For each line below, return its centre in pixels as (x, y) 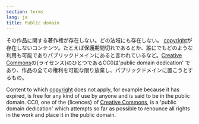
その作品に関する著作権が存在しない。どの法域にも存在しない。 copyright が (99, 41)
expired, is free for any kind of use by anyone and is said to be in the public (98, 96)
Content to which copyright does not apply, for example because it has (93, 89)
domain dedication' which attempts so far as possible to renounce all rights (98, 108)
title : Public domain (33, 23)
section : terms (25, 12)
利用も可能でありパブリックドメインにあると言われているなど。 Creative (94, 55)
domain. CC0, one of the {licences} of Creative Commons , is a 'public (91, 103)
